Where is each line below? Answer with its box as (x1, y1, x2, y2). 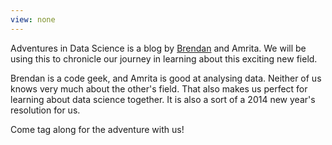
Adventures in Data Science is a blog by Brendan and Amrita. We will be (10, 42, 307, 54)
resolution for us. (10, 104, 81, 116)
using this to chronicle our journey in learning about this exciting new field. (10, 52, 318, 65)
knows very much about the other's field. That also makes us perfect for (10, 82, 308, 95)
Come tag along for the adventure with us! (10, 123, 185, 135)
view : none (10, 14, 56, 25)
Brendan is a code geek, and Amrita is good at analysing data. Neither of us (10, 72, 322, 84)
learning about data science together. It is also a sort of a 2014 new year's (10, 93, 316, 105)
